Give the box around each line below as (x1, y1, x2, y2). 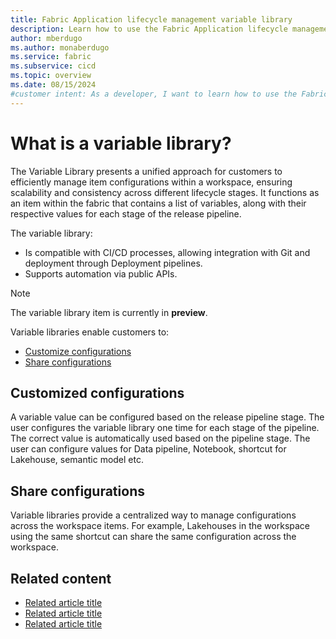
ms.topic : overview (10, 71, 92, 81)
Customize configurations (24, 345, 132, 357)
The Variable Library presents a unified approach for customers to (10, 165, 283, 177)
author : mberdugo (10, 33, 83, 43)
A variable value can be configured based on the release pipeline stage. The (10, 411, 325, 423)
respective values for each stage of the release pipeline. (10, 207, 242, 220)
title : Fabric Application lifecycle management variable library (10, 14, 293, 25)
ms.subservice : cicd (10, 61, 97, 71)
